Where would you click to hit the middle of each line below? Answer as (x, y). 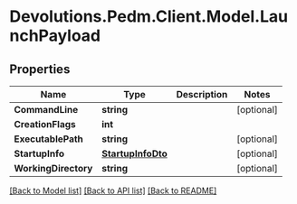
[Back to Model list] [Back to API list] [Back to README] (113, 190)
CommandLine (46, 110)
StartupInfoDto (134, 153)
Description (202, 94)
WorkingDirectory (53, 168)
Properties (40, 69)
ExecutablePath (49, 139)
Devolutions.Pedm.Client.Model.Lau (148, 17)
